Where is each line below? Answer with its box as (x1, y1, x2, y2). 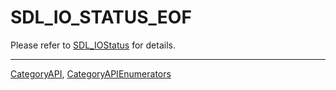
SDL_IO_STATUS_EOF (10, 6, 192, 29)
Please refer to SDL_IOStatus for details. (10, 39, 176, 51)
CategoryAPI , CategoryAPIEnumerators (10, 67, 172, 80)
